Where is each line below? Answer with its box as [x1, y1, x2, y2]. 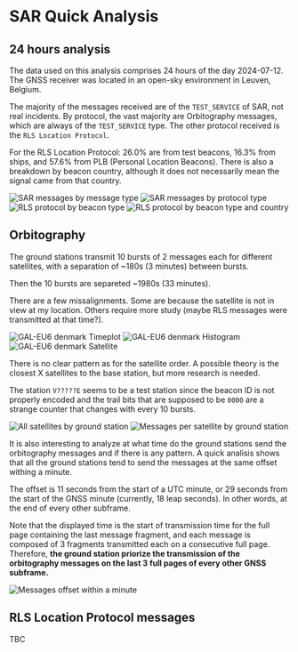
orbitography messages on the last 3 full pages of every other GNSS [9, 558, 267, 568]
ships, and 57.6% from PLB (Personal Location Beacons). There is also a [9, 157, 274, 166]
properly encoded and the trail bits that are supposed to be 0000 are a [9, 394, 264, 405]
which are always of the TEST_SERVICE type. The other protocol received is [9, 120, 280, 131]
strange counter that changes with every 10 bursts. [9, 403, 196, 415]
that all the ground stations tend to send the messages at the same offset [9, 456, 278, 468]
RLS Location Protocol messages [9, 610, 196, 625]
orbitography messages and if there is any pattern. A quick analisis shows [9, 447, 280, 458]
